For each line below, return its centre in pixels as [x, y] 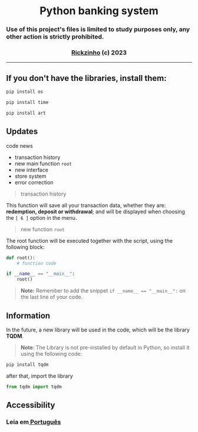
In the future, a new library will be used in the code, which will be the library [98, 330]
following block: [25, 247]
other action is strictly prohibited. [55, 37]
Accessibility [31, 405]
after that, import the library [40, 376]
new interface [32, 170]
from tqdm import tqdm [34, 386]
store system [30, 176]
